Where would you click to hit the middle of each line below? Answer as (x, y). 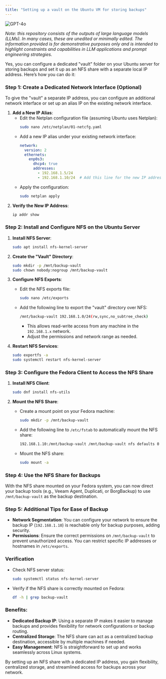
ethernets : (35, 155)
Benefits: (17, 610)
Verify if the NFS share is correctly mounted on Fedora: (68, 588)
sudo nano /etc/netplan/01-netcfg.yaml (61, 127)
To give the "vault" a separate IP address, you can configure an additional (80, 98)
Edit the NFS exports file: (45, 289)
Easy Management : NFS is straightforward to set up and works (77, 647)
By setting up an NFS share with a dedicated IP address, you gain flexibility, (82, 662)
